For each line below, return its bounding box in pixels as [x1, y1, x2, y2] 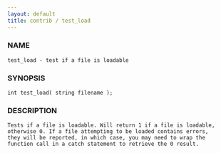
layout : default [7, 10, 56, 18]
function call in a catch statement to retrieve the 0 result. [7, 140, 200, 148]
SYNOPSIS [7, 73, 46, 83]
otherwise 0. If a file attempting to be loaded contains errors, [7, 128, 209, 135]
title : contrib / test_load [7, 17, 91, 24]
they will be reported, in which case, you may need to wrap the [7, 134, 205, 142]
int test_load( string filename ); [7, 90, 113, 97]
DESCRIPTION [7, 106, 58, 116]
